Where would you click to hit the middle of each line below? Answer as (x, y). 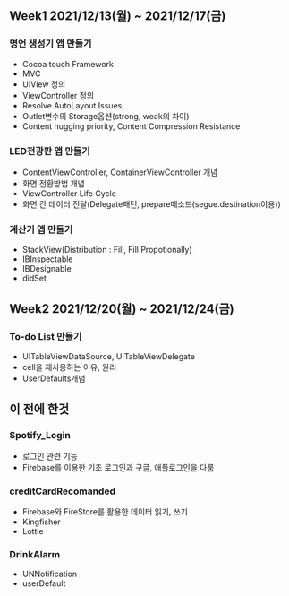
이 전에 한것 (39, 409)
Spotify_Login (40, 436)
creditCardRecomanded (63, 491)
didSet (34, 278)
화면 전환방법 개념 (53, 183)
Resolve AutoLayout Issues (72, 105)
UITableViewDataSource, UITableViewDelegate (108, 356)
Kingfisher (41, 522)
